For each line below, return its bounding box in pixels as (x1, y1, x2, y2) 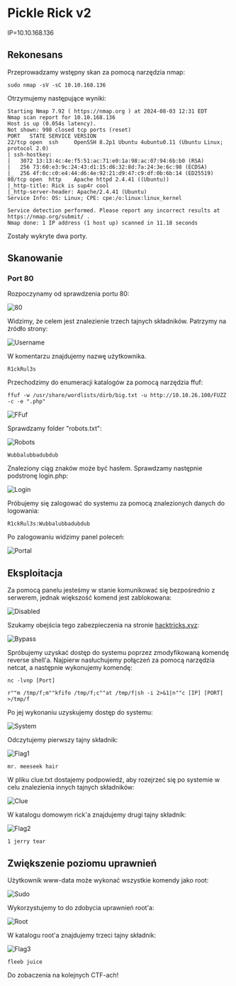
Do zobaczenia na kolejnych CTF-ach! (7, 971, 119, 980)
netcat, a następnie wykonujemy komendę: (7, 663, 133, 672)
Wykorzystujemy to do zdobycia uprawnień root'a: (7, 904, 154, 912)
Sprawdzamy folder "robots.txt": (7, 424, 102, 433)
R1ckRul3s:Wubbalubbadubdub (7, 520, 91, 527)
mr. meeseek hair (7, 763, 59, 771)
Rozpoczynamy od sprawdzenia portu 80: (7, 289, 130, 298)
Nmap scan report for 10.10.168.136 (7, 113, 116, 121)
